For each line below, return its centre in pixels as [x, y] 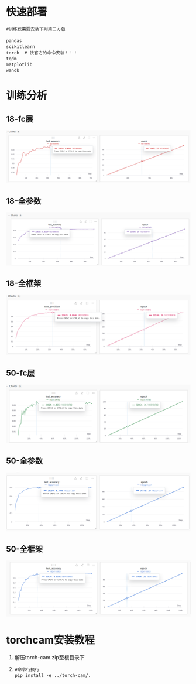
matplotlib [19, 64]
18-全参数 [24, 201]
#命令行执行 [27, 669]
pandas [14, 41]
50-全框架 [25, 549]
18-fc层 [20, 119]
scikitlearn [20, 47]
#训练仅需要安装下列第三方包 [36, 29]
